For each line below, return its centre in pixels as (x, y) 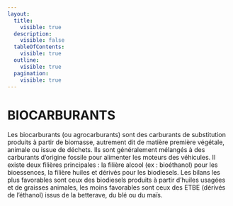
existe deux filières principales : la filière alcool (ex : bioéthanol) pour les (113, 165)
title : (23, 21)
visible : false (42, 40)
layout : (19, 14)
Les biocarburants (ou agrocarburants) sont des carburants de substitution (117, 135)
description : (33, 34)
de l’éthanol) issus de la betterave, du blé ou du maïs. (85, 195)
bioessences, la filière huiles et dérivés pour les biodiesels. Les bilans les (114, 173)
